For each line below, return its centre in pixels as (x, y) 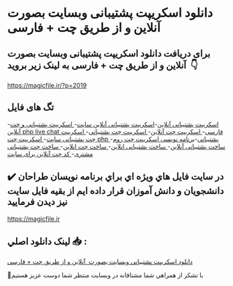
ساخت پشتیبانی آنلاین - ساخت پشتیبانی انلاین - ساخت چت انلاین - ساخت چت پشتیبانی (116, 146)
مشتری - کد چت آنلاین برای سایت (50, 153)
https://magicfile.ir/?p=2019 (47, 85)
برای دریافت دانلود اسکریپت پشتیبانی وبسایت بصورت (109, 53)
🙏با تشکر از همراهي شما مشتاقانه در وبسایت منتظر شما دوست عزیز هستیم (105, 275)
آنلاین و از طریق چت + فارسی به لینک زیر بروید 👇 (103, 65)
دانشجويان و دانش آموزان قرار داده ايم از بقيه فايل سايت (116, 191)
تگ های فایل (31, 107)
